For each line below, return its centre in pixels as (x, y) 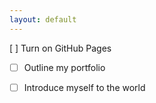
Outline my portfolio (64, 67)
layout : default (43, 19)
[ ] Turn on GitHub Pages (60, 48)
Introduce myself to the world (84, 87)
